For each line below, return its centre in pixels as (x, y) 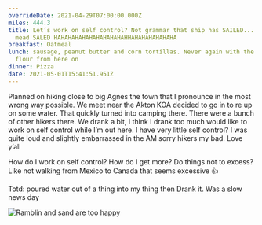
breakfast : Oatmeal (40, 45)
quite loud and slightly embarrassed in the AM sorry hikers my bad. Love (126, 138)
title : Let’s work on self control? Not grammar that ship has (114, 30)
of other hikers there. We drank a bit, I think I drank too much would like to (128, 121)
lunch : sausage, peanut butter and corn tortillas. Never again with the (131, 52)
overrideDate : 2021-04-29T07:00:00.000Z (75, 15)
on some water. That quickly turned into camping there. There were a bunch (131, 113)
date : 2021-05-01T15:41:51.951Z (61, 74)
